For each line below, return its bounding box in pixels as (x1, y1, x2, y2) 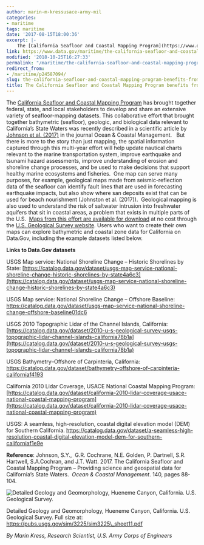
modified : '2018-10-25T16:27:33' (6, 54, 91, 60)
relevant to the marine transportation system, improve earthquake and (6, 151, 182, 158)
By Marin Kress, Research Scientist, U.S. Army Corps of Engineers (6, 532, 172, 539)
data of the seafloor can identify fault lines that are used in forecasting (6, 183, 183, 190)
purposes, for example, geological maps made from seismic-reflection (6, 177, 183, 183)
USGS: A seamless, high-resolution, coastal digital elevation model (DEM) (6, 420, 190, 427)
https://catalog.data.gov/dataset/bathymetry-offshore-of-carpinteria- (6, 365, 180, 371)
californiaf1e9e (6, 440, 44, 447)
